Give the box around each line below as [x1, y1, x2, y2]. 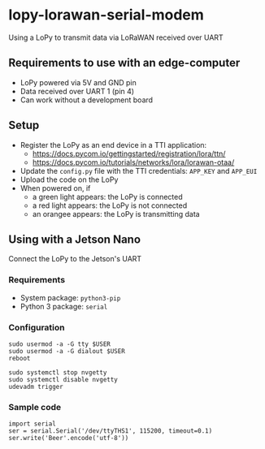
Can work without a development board [20, 95, 153, 105]
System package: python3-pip [20, 292, 121, 302]
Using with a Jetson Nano [8, 232, 141, 246]
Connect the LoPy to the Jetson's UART [8, 254, 142, 264]
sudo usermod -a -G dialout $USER [8, 347, 126, 355]
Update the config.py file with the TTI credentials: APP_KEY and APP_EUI [20, 166, 258, 175]
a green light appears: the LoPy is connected [32, 192, 183, 201]
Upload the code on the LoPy [20, 175, 119, 184]
